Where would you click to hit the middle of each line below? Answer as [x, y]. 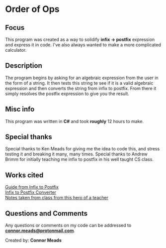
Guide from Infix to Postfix [32, 187]
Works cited [24, 175]
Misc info [20, 109]
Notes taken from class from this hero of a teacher [57, 198]
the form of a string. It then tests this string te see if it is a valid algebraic [79, 83]
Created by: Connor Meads [33, 241]
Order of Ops [32, 9]
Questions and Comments [46, 213]
